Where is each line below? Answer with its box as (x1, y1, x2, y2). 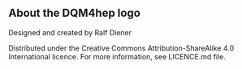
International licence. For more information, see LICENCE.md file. (8, 51, 226, 61)
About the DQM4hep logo (8, 6, 140, 20)
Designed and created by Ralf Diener (8, 27, 132, 37)
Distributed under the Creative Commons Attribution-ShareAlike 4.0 (8, 43, 235, 53)
